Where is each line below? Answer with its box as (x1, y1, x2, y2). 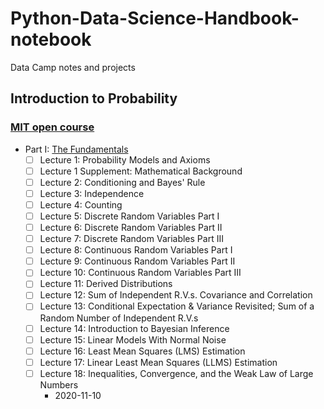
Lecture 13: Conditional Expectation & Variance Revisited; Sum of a (39, 300, 315, 312)
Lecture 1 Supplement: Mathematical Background (39, 165, 243, 177)
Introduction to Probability (10, 90, 178, 107)
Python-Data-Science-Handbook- (10, 7, 300, 30)
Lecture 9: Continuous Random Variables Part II (39, 255, 236, 267)
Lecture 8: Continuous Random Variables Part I (39, 244, 233, 256)
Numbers (39, 378, 79, 391)
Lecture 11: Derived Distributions (39, 278, 173, 290)
